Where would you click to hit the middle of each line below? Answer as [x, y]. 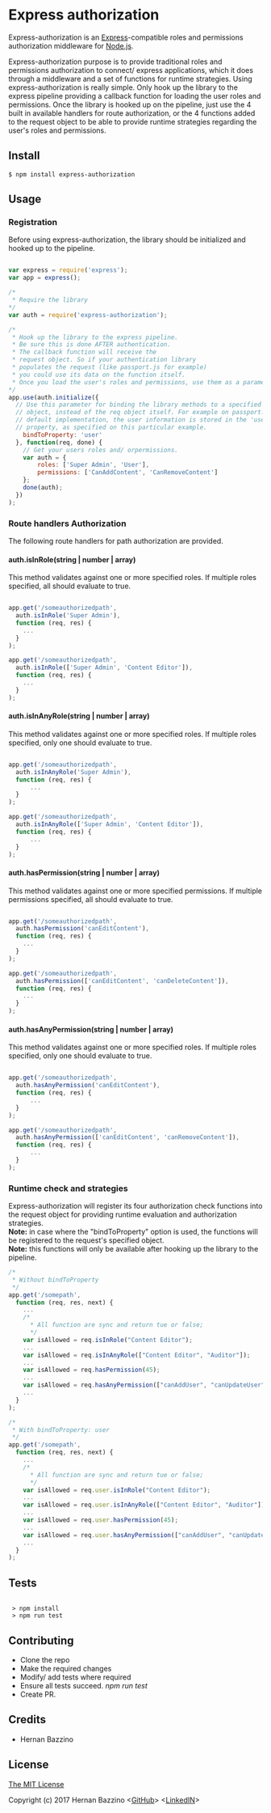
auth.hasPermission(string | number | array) [84, 872]
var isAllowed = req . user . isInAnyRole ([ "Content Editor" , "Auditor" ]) [144, 1505]
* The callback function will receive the [84, 352]
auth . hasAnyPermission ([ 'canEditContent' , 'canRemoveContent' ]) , [128, 1137]
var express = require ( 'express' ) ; [68, 270]
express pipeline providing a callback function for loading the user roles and [135, 95]
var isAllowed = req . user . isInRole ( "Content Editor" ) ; [117, 1490]
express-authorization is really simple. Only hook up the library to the [123, 87]
